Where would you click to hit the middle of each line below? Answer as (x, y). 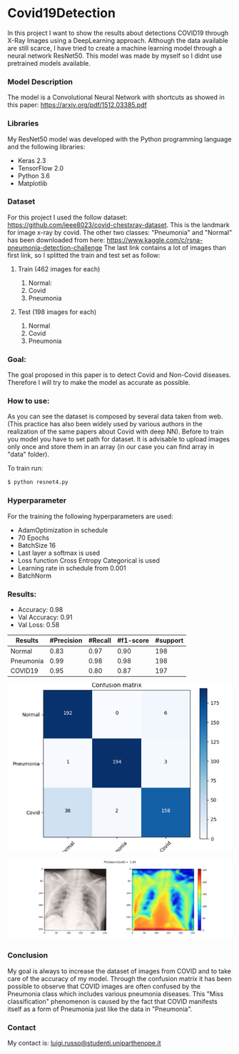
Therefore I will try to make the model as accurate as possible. (99, 383)
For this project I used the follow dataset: (67, 217)
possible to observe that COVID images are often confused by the (104, 986)
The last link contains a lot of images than (165, 247)
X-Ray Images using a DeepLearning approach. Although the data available (118, 40)
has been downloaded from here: (56, 240)
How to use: (29, 401)
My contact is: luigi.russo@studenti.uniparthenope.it (84, 1043)
